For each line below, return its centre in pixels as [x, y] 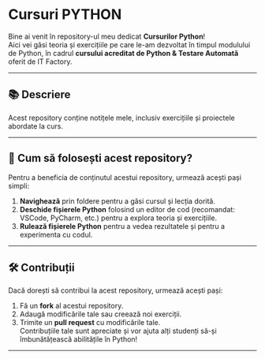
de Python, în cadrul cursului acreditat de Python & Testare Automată [123, 53]
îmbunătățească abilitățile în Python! [78, 339]
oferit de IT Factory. [40, 62]
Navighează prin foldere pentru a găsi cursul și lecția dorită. [117, 201]
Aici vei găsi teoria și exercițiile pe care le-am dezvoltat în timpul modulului [129, 44]
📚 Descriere [39, 95]
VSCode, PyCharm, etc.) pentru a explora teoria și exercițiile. [118, 218]
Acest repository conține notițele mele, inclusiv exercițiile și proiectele [121, 118]
